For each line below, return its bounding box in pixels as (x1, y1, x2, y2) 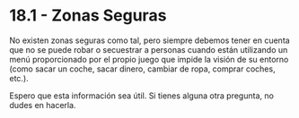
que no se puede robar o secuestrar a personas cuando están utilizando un (9, 44, 288, 55)
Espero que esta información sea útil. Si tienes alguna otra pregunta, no (9, 90, 274, 101)
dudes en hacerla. (9, 99, 76, 110)
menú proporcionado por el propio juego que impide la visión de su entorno (9, 54, 289, 64)
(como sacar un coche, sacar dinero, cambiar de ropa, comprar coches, (9, 63, 276, 74)
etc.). (9, 72, 29, 83)
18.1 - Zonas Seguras (9, 5, 167, 26)
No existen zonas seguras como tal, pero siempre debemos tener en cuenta (9, 35, 290, 46)
